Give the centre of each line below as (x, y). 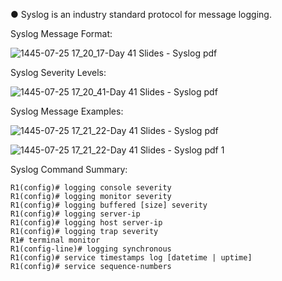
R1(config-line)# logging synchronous (91, 249)
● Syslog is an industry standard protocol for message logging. (141, 14)
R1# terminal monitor (55, 240)
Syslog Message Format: (61, 33)
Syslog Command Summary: (69, 169)
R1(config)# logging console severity (91, 188)
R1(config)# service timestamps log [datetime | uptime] (131, 258)
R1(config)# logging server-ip (75, 214)
